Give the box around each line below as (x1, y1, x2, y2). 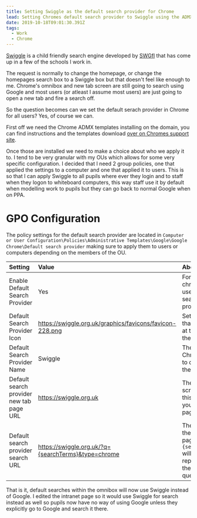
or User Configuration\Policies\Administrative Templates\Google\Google (6, 238, 188, 243)
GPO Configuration (6, 212, 101, 225)
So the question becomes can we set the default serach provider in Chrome (6, 106, 189, 113)
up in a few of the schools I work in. (6, 58, 93, 65)
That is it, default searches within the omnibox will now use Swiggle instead (6, 486, 189, 493)
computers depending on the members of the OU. (6, 249, 127, 256)
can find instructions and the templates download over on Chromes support (6, 130, 189, 137)
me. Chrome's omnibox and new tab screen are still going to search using (6, 82, 184, 89)
